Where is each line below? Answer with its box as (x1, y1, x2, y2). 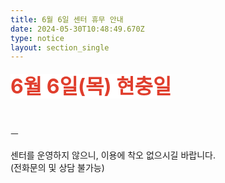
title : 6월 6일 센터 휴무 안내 (10, 14, 124, 25)
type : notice (10, 33, 65, 43)
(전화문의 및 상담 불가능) (10, 162, 105, 174)
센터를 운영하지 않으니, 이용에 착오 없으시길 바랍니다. (10, 149, 216, 161)
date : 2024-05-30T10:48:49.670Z (10, 24, 145, 34)
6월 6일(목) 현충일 (10, 74, 172, 100)
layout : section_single (10, 42, 110, 53)
